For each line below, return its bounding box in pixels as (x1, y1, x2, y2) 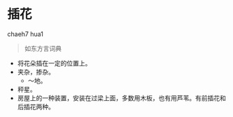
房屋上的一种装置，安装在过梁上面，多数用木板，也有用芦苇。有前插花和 (17, 93, 226, 102)
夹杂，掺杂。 (17, 68, 55, 76)
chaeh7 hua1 (7, 29, 43, 38)
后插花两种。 (17, 102, 55, 111)
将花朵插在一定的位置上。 (17, 58, 92, 67)
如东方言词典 (24, 44, 62, 52)
